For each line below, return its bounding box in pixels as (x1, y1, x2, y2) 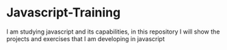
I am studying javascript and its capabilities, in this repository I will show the (6, 27, 220, 36)
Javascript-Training (6, 5, 121, 21)
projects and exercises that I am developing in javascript (6, 34, 165, 42)
